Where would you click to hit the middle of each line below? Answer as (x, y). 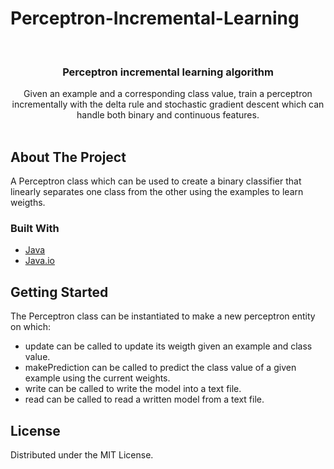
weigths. (28, 203)
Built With (35, 228)
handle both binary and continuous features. (168, 115)
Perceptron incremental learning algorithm (168, 72)
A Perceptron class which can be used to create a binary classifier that (156, 181)
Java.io (39, 261)
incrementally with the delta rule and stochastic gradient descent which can (168, 104)
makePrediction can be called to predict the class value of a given (160, 368)
